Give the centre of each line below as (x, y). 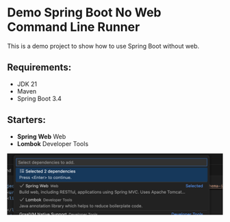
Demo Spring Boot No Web (84, 13)
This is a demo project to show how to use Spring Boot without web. (103, 46)
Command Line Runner (74, 27)
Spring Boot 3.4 (39, 98)
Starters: (27, 120)
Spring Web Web (41, 136)
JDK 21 (27, 84)
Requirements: (39, 67)
